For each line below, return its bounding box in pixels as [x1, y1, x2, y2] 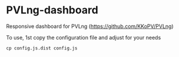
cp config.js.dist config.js [6, 45, 78, 51]
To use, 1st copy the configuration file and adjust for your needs [6, 34, 161, 41]
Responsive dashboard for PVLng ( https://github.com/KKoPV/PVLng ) [6, 23, 174, 30]
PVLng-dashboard [6, 3, 98, 17]
